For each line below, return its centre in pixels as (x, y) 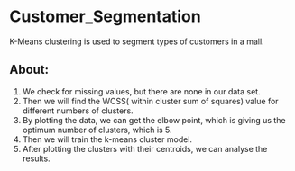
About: (29, 70)
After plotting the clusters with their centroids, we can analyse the (145, 148)
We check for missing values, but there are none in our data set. (141, 91)
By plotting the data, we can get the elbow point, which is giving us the (154, 120)
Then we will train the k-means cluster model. (107, 139)
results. (37, 158)
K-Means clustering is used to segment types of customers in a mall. (137, 41)
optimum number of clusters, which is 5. (97, 130)
